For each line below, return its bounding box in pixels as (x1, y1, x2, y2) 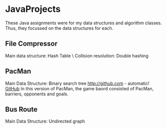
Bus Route (5, 105, 38, 114)
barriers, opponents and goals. (5, 91, 69, 97)
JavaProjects (5, 3, 61, 15)
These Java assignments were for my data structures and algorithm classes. (5, 20, 162, 26)
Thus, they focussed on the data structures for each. (5, 25, 114, 31)
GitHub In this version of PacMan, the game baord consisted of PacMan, (5, 85, 154, 91)
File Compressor (5, 40, 58, 48)
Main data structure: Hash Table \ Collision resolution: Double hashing (5, 53, 149, 59)
